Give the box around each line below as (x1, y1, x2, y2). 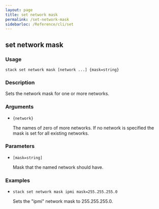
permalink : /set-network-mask (5, 17, 70, 22)
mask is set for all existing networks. (12, 130, 89, 136)
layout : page (5, 7, 33, 13)
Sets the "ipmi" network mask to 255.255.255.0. (12, 198, 113, 204)
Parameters (5, 143, 35, 150)
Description (5, 79, 35, 86)
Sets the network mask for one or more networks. (5, 91, 109, 97)
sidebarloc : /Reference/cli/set (5, 21, 74, 27)
